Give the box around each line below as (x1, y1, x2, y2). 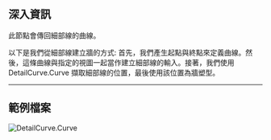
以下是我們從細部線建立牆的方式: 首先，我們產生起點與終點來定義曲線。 (8, 47, 246, 57)
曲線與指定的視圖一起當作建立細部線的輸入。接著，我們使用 (35, 57, 235, 67)
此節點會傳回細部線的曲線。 (8, 31, 101, 40)
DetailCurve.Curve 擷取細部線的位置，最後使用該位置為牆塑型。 (8, 68, 220, 77)
